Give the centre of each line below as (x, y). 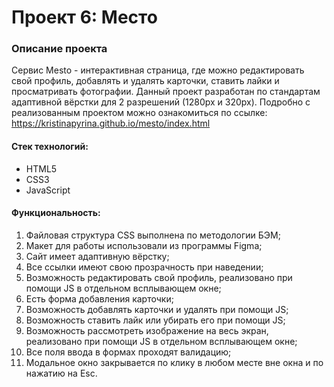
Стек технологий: (50, 147)
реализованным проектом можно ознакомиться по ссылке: (139, 113)
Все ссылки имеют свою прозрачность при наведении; (144, 267)
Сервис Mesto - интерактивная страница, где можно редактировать (158, 70)
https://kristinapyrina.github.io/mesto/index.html (111, 123)
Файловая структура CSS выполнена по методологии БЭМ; (153, 235)
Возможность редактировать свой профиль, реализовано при (159, 277)
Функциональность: (56, 213)
